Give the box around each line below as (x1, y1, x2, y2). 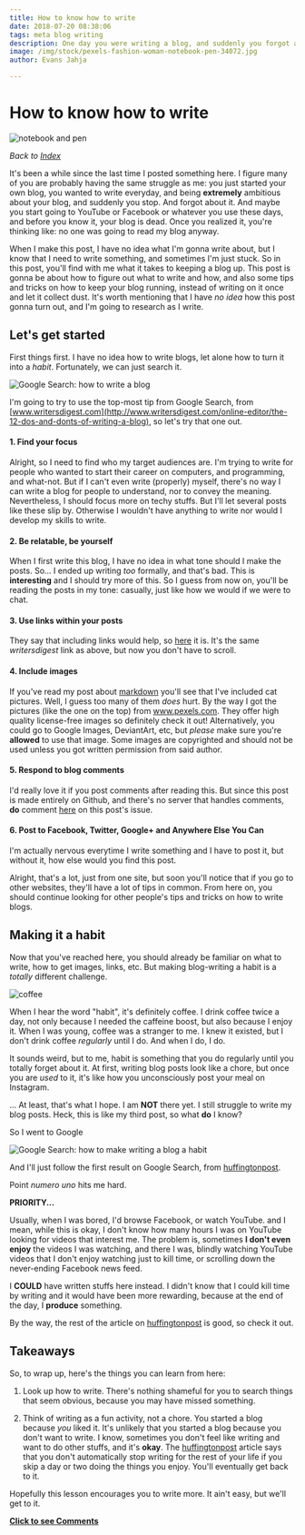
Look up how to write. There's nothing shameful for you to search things (22, 1385, 293, 1396)
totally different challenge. (9, 971, 108, 982)
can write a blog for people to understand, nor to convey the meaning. (9, 485, 272, 496)
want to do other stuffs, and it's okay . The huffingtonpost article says (22, 1441, 282, 1452)
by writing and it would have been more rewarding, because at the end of (9, 1290, 284, 1301)
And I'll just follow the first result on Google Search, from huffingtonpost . (9, 1162, 281, 1173)
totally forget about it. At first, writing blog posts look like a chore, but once (9, 1062, 290, 1073)
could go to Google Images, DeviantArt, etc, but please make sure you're (9, 724, 282, 736)
